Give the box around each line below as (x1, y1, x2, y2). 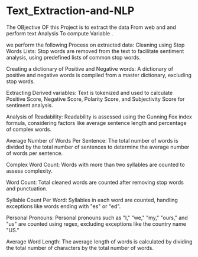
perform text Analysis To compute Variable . (6, 29, 113, 37)
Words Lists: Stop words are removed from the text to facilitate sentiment (6, 47, 184, 54)
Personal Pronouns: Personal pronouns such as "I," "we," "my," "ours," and (6, 214, 188, 221)
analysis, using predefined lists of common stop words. (6, 54, 141, 61)
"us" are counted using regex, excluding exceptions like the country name (6, 220, 186, 228)
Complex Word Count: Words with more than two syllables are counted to (6, 161, 185, 168)
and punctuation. (6, 184, 48, 192)
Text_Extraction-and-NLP (6, 4, 135, 18)
